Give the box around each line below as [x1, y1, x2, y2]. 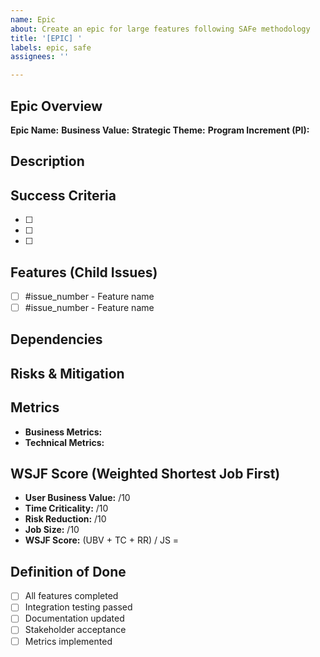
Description [10, 153, 85, 170]
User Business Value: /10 [24, 492, 131, 504]
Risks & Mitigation [10, 365, 125, 382]
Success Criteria [10, 187, 117, 204]
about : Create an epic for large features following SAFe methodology [10, 24, 311, 34]
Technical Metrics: [24, 436, 105, 448]
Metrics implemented [24, 635, 113, 647]
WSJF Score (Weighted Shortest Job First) [10, 466, 281, 483]
